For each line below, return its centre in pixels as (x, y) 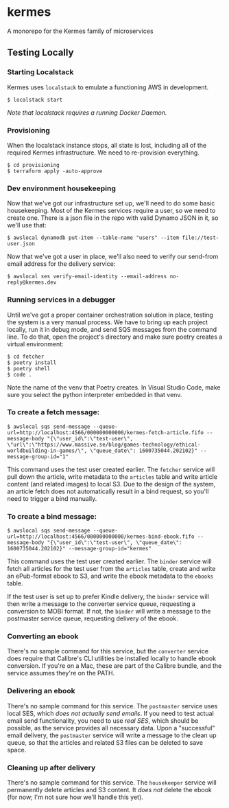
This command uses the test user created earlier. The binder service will (109, 561)
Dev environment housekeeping (62, 188)
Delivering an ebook (41, 691)
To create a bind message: (52, 516)
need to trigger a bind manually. (52, 498)
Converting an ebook (43, 636)
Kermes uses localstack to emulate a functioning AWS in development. (108, 87)
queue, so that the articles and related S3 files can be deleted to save (105, 742)
